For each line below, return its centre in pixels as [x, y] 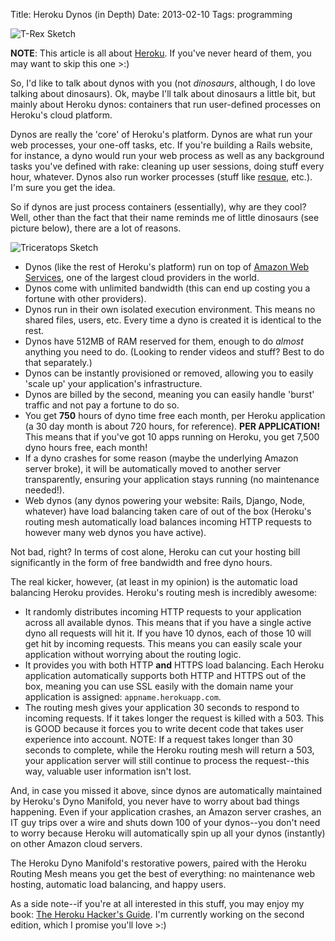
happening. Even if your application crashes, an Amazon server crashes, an [166, 812]
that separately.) [58, 362]
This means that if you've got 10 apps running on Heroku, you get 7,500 [172, 437]
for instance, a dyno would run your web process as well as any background [167, 155]
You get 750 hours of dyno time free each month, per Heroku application [175, 415]
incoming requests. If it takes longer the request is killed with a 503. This [174, 718]
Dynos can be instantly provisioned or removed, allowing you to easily [169, 373]
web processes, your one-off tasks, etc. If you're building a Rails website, [161, 145]
